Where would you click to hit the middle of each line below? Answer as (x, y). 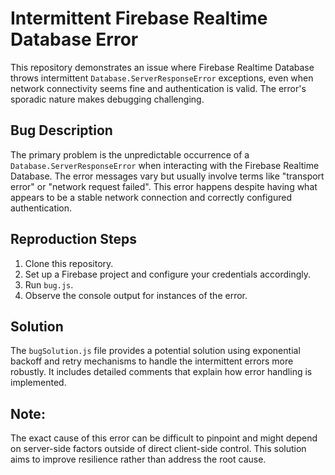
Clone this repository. (69, 263)
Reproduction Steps (73, 239)
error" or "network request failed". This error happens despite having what (164, 186)
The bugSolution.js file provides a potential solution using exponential (155, 351)
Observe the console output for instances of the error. (136, 295)
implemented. (38, 383)
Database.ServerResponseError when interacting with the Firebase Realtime (165, 165)
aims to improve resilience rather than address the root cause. (138, 459)
